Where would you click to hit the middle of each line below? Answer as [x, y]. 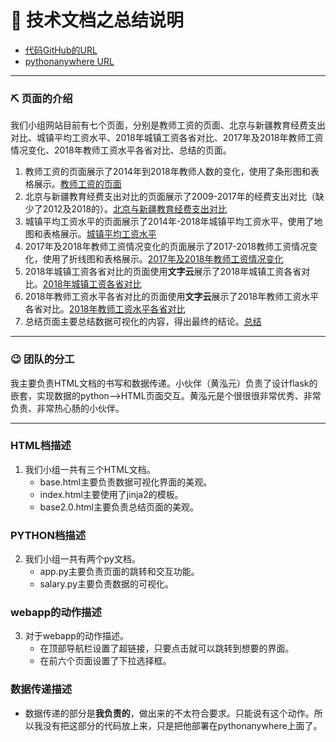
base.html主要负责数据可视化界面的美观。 [126, 482]
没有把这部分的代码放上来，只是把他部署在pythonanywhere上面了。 [182, 725]
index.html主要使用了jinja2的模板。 [111, 494]
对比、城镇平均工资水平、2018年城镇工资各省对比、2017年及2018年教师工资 [167, 138]
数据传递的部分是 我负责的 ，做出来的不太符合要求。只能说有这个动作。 [169, 713]
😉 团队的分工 [42, 359]
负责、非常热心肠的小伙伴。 [67, 408]
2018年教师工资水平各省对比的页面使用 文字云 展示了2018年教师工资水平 [172, 297]
